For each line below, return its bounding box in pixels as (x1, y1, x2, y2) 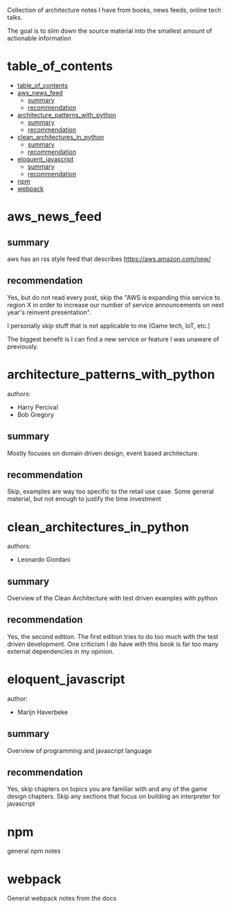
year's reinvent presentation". (7, 308, 91, 316)
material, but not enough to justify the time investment (7, 495, 161, 503)
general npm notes (7, 847, 61, 856)
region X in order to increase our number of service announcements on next (7, 300, 225, 309)
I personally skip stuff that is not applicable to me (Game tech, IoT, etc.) (7, 321, 211, 330)
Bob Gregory (17, 410, 54, 418)
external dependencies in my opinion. (7, 647, 115, 655)
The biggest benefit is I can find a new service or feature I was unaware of (7, 334, 219, 343)
